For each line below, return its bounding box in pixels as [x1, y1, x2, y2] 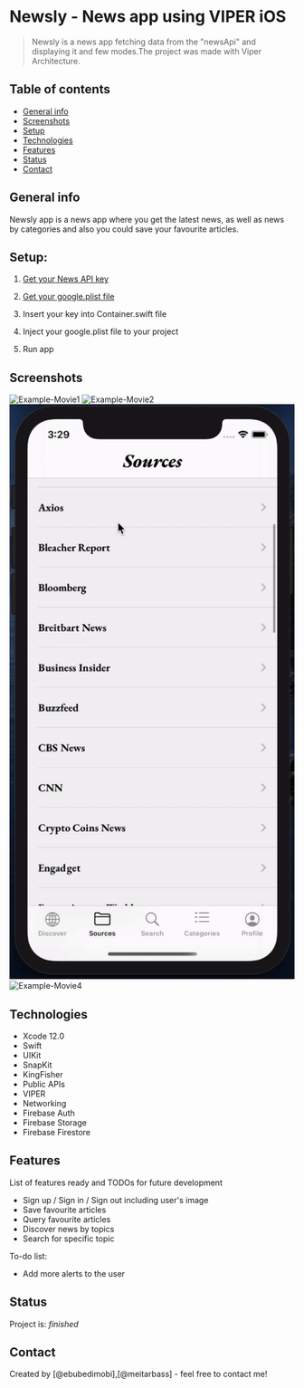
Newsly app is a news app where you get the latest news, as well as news [9, 214, 285, 225]
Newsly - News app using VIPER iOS [9, 6, 287, 27]
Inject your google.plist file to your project [22, 326, 179, 337]
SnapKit [22, 1059, 52, 1070]
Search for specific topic [22, 1233, 115, 1244]
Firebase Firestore [22, 1126, 90, 1137]
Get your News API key [22, 273, 109, 284]
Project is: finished [9, 1318, 79, 1329]
